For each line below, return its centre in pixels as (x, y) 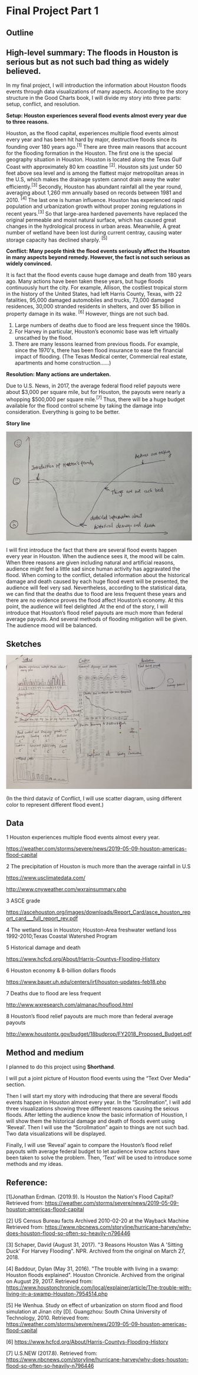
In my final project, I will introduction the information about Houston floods (96, 85)
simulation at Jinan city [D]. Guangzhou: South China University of (87, 1311)
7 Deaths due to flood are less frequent (54, 993)
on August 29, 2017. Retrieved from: (49, 1281)
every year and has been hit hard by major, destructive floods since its (91, 139)
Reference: (27, 1182)
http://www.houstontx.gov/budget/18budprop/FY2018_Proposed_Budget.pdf (99, 1034)
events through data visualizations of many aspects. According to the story (97, 92)
